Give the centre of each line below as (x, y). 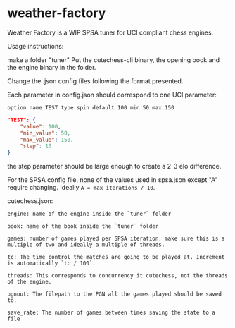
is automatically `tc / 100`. (52, 263)
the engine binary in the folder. (52, 67)
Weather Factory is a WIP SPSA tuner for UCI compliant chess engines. (110, 32)
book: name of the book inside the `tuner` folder (83, 226)
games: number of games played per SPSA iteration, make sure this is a (116, 239)
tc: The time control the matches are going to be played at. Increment (116, 257)
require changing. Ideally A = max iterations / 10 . (81, 188)
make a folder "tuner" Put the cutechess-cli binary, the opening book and (114, 60)
